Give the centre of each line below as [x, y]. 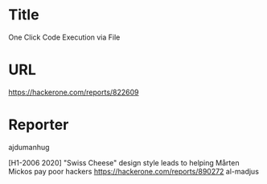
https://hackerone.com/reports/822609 [74, 92]
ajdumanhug [29, 147]
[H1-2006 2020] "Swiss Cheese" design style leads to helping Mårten [124, 162]
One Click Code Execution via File [64, 37]
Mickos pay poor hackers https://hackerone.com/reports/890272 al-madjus [134, 171]
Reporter [39, 125]
